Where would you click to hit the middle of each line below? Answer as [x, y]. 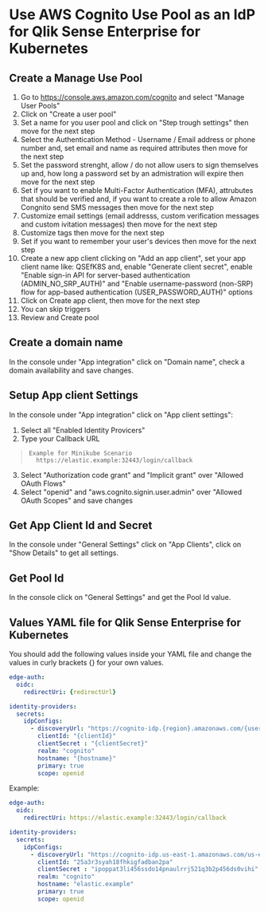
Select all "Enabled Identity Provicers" [83, 430]
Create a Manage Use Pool [76, 78]
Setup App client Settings [74, 395]
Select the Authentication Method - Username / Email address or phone [138, 140]
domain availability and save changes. [72, 370]
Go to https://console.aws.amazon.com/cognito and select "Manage [132, 97]
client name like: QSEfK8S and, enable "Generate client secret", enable [136, 266]
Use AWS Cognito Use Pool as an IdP [132, 15]
